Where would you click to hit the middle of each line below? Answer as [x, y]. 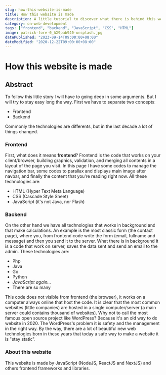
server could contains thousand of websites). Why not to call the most [77, 313]
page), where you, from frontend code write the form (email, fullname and [80, 236]
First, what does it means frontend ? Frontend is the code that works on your [83, 155]
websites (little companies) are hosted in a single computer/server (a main [81, 308]
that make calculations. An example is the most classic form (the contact [79, 230]
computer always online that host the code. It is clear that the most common [83, 302]
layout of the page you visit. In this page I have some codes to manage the [81, 166]
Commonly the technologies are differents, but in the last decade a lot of [79, 126]
